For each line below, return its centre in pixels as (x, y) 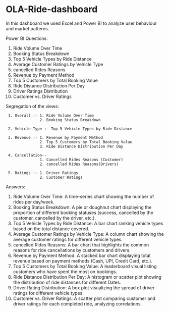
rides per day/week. (34, 202)
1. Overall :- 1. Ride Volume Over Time (51, 115)
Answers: (16, 187)
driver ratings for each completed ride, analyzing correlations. (77, 303)
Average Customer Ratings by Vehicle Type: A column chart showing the (89, 234)
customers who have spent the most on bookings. (65, 272)
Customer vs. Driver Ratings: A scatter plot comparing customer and (84, 298)
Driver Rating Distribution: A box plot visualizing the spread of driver (84, 288)
